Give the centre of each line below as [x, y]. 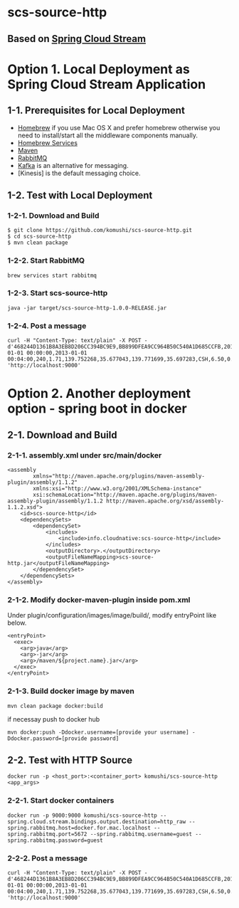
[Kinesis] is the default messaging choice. [79, 173]
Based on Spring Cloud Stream [77, 39]
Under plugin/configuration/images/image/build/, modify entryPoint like [112, 616]
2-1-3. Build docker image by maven [71, 691]
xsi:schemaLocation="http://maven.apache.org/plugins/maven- [126, 495]
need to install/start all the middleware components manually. [107, 135]
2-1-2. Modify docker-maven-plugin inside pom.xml [99, 600]
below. [17, 623]
